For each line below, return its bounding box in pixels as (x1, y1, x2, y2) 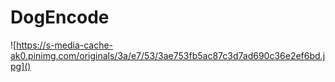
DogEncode (10, 6, 110, 29)
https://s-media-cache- (16, 39, 114, 51)
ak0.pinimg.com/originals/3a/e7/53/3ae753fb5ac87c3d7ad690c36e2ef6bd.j (10, 49, 326, 61)
